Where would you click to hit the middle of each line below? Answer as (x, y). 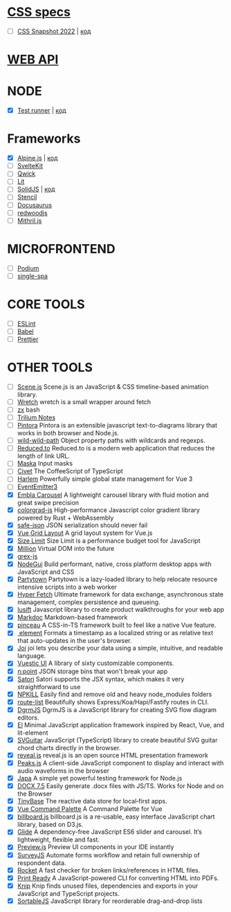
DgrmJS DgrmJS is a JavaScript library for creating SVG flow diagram (117, 709)
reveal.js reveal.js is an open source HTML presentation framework (113, 755)
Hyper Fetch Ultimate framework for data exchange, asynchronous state (120, 594)
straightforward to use (49, 686)
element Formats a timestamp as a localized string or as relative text (116, 633)
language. (31, 656)
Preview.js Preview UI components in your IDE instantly (95, 847)
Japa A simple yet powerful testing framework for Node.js (100, 778)
